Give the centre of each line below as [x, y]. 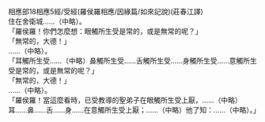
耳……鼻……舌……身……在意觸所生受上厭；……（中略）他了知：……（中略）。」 [134, 110]
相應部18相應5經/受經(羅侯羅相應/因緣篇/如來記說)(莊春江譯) [106, 11]
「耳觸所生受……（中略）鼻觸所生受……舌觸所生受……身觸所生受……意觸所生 [132, 61]
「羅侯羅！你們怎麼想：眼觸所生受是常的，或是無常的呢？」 [105, 31]
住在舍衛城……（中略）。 [47, 21]
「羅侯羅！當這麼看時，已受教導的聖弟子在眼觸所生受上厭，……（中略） [125, 100]
